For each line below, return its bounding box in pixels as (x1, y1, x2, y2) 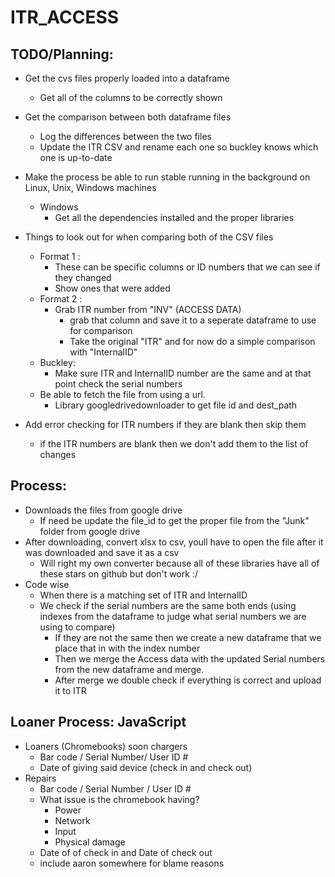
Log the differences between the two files (39, 131, 212, 142)
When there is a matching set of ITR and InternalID (39, 589, 248, 601)
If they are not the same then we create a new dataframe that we (54, 631, 322, 643)
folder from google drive (39, 525, 141, 537)
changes (39, 449, 77, 460)
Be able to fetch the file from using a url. (39, 389, 206, 400)
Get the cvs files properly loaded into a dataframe (24, 72, 230, 84)
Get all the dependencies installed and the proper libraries (54, 212, 295, 223)
